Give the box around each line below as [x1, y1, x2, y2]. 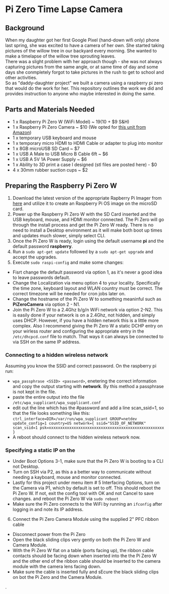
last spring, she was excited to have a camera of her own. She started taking [5, 42, 164, 48]
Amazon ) [12, 129, 32, 135]
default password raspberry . [12, 243, 73, 249]
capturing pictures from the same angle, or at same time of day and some [5, 64, 158, 70]
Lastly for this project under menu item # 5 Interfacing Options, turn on [12, 479, 160, 485]
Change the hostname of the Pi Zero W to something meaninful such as [12, 296, 161, 302]
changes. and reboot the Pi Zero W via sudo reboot [12, 496, 119, 502]
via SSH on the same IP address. [12, 339, 81, 345]
